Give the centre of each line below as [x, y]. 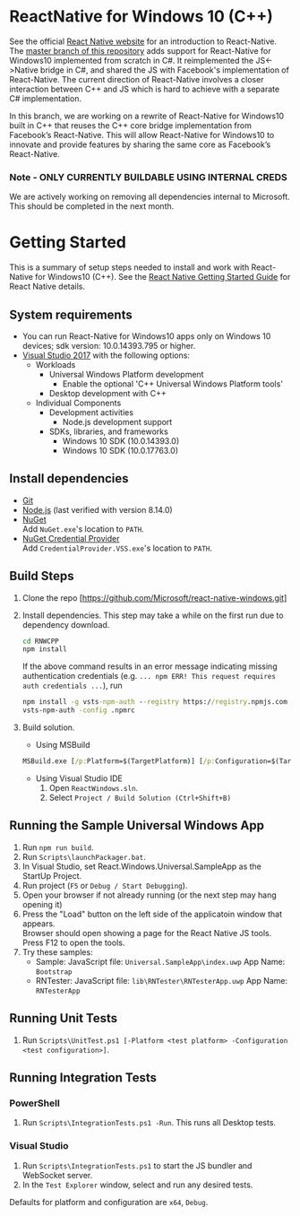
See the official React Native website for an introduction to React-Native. [143, 41]
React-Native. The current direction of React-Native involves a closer [137, 79]
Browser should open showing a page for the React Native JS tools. [147, 933]
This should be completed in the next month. [92, 206]
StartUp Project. [52, 875]
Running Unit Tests [64, 1018]
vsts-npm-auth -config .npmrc [79, 710]
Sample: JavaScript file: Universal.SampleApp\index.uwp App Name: [160, 961]
